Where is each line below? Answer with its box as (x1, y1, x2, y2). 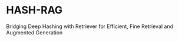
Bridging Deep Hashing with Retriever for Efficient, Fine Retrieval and (6, 23, 174, 30)
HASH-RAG (6, 3, 63, 17)
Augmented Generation (6, 29, 63, 36)
